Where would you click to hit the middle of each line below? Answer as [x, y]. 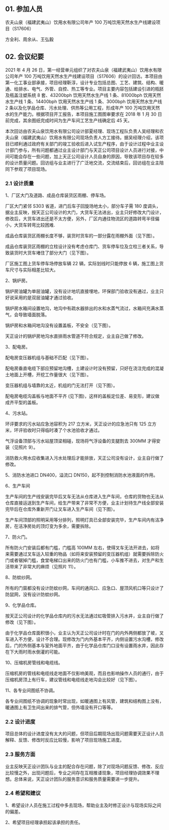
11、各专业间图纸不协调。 [31, 690]
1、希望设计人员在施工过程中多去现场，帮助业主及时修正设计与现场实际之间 [83, 805]
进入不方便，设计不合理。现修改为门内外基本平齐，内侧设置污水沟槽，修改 [87, 639]
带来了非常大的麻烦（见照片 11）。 [44, 566]
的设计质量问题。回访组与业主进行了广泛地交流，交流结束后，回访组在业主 [82, 163]
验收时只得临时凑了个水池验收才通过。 [62, 430]
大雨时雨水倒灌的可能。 [38, 652]
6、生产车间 [18, 485]
